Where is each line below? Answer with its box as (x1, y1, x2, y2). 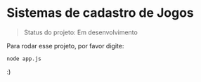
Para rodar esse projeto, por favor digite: (6, 41, 124, 50)
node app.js (6, 55, 41, 62)
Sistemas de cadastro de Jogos (6, 5, 194, 21)
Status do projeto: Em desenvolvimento (23, 28, 138, 36)
